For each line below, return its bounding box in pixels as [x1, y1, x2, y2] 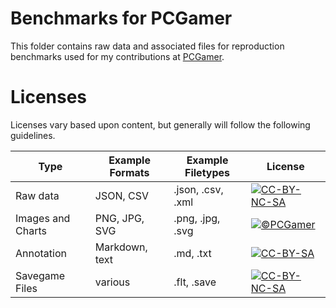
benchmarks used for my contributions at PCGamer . [10, 50, 225, 62]
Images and [15, 211, 71, 225]
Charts [15, 223, 47, 237]
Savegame [15, 268, 66, 282]
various [94, 275, 131, 289]
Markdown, [94, 240, 148, 254]
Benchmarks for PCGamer [10, 7, 233, 30]
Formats [109, 165, 150, 179]
